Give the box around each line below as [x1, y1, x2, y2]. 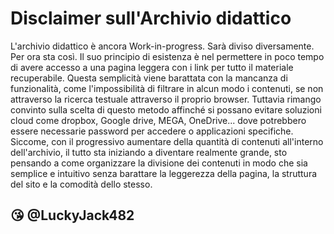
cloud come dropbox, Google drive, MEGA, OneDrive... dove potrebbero [10, 114, 307, 126]
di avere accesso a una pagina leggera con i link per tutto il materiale [10, 61, 294, 73]
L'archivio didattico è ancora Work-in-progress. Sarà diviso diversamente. [10, 40, 315, 52]
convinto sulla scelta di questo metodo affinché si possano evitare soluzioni [10, 103, 322, 116]
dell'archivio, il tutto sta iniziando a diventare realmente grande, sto [10, 146, 288, 158]
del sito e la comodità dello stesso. [10, 178, 153, 190]
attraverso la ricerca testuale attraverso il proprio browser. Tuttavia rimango [10, 93, 322, 105]
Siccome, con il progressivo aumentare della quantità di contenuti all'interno [10, 135, 324, 147]
